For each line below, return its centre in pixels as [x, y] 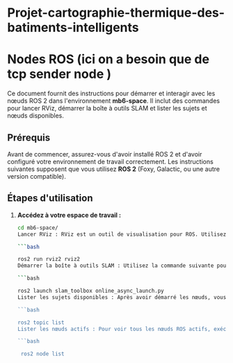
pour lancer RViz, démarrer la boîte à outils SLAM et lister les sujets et [107, 108]
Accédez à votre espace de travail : [69, 215]
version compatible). [37, 176]
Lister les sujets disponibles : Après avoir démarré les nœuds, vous [122, 297]
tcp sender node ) [59, 74]
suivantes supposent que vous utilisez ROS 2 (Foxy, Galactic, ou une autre [114, 169]
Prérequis [29, 137]
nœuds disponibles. [35, 115]
